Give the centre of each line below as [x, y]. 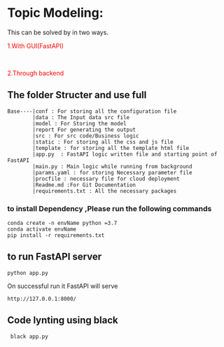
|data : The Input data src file [81, 117]
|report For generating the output [84, 130]
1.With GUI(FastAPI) [36, 46]
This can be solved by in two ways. [58, 32]
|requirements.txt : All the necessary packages [105, 191]
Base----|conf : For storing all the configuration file [92, 111]
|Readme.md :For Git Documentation [84, 185]
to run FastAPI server [55, 257]
